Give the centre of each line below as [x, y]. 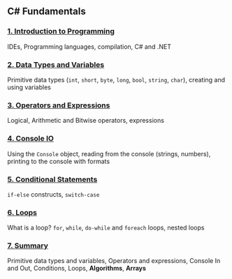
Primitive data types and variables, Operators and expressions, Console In [114, 261]
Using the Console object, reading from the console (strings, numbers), [109, 153]
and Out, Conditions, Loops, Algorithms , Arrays [77, 269]
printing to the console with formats [59, 161]
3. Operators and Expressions [59, 105]
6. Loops [22, 212]
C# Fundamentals [46, 12]
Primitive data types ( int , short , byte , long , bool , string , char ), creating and [116, 80]
